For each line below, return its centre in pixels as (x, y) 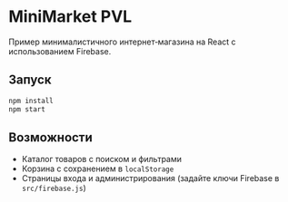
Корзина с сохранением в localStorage (98, 168)
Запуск (30, 80)
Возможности (50, 137)
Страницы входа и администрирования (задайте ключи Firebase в (150, 178)
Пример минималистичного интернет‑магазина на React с (123, 42)
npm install (31, 101)
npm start (27, 109)
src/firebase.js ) (54, 188)
